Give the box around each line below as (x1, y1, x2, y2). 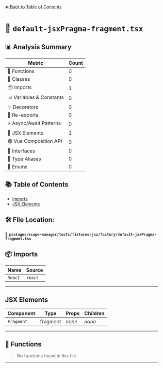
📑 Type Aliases (7, 155, 41, 162)
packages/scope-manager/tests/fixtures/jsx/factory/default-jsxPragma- (9, 232, 157, 237)
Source (26, 267, 43, 274)
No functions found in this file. (16, 353, 78, 359)
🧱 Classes (7, 76, 31, 82)
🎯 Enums (7, 164, 28, 170)
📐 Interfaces (7, 147, 35, 154)
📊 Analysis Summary (5, 43, 72, 51)
